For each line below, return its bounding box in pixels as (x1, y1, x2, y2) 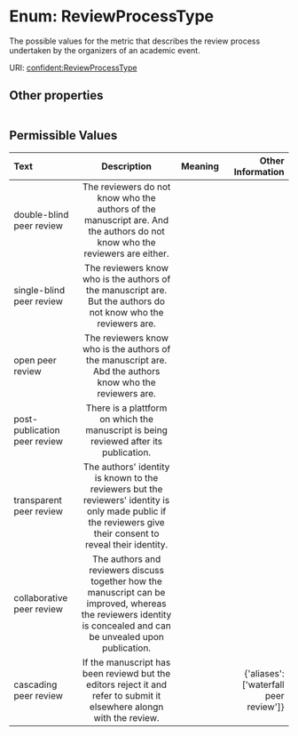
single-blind (13, 284, 65, 296)
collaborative (13, 591, 68, 604)
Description (101, 160, 153, 172)
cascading (13, 678, 58, 691)
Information (233, 165, 285, 178)
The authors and (91, 553, 161, 565)
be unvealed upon (88, 630, 164, 643)
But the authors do (88, 295, 166, 308)
